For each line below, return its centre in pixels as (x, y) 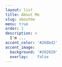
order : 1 (14, 29)
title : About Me (22, 15)
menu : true (17, 24)
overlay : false (29, 57)
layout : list (19, 10)
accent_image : (20, 47)
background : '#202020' (34, 52)
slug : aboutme (20, 19)
